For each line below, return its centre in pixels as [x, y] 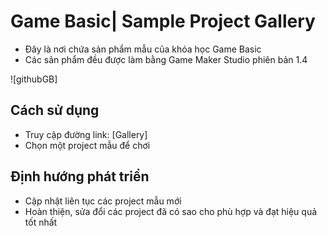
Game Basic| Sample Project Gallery [163, 21]
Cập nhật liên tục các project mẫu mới [103, 201]
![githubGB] [34, 79]
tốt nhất [41, 222]
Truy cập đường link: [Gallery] [86, 134]
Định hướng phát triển [80, 176]
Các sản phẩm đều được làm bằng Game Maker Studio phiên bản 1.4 [166, 59]
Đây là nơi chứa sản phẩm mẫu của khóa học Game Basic [143, 49]
